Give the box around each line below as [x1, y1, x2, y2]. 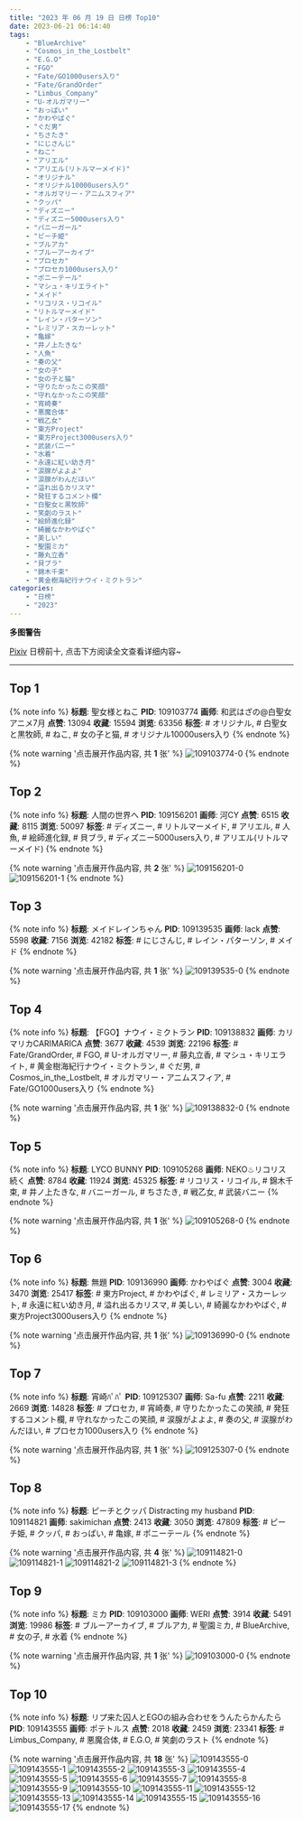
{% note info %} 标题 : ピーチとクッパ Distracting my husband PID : [9, 1505, 255, 1517]
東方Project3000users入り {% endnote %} [9, 1310, 168, 1321]
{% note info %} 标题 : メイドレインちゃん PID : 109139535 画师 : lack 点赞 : [9, 924, 281, 934]
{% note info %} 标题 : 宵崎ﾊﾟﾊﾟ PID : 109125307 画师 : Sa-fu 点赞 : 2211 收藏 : [9, 1391, 286, 1402]
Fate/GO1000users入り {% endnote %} [9, 1083, 155, 1094]
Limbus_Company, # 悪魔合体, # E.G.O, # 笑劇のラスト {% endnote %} [9, 1734, 269, 1745]
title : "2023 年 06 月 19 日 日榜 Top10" [9, 13, 161, 23]
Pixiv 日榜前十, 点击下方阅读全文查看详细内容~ [9, 646, 182, 656]
